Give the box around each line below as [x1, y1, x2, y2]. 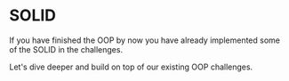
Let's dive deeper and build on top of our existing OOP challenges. [9, 61, 253, 72]
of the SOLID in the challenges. [9, 44, 123, 54]
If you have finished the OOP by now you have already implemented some [9, 35, 280, 45]
